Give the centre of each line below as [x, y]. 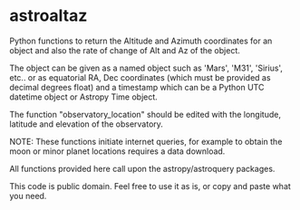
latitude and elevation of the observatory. [86, 124]
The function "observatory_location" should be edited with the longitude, [145, 114]
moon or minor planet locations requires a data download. [117, 151]
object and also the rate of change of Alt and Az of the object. [125, 50]
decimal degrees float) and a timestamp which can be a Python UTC [137, 87]
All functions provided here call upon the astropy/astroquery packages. [142, 168]
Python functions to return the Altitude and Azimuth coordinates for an [141, 41]
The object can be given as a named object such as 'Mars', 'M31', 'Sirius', [146, 68]
